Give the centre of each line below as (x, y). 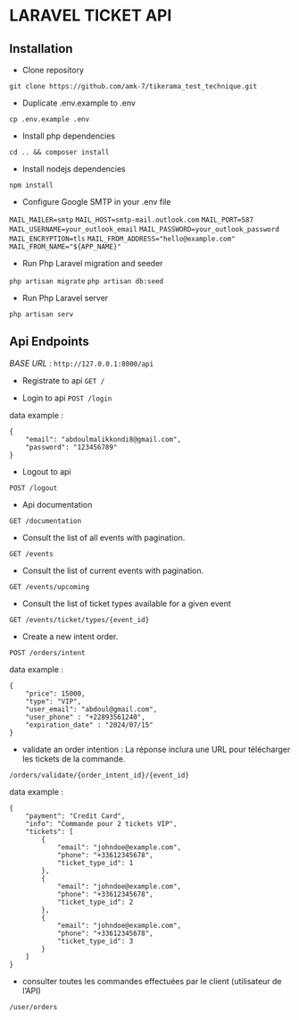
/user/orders (33, 1007)
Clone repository (53, 70)
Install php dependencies (69, 136)
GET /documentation (46, 521)
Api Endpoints (49, 342)
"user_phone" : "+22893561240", (85, 717)
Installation (41, 49)
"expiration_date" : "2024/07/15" (89, 725)
